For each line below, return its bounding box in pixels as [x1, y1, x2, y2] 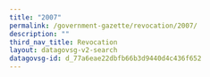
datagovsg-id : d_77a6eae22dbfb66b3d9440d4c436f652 [9, 54, 202, 63]
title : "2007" [9, 12, 63, 22]
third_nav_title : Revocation [9, 37, 118, 47]
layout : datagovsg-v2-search [9, 46, 118, 55]
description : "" [9, 29, 70, 38]
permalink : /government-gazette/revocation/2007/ [9, 21, 198, 30]
